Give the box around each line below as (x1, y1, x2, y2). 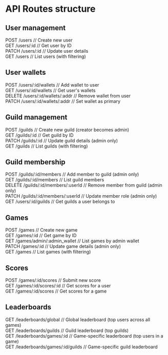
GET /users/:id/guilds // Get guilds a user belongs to (5, 198, 115, 205)
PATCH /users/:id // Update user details (5, 48, 89, 54)
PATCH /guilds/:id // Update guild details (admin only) (5, 137, 118, 143)
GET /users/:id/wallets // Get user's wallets (5, 87, 96, 93)
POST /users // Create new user (5, 37, 73, 43)
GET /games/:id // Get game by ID (5, 233, 77, 239)
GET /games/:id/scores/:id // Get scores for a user (5, 283, 111, 289)
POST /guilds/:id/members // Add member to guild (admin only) (5, 171, 139, 177)
